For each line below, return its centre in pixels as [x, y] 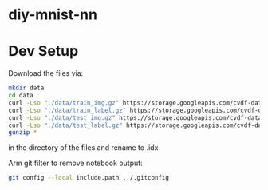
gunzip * [23, 133]
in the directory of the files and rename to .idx [83, 148]
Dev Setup [43, 51]
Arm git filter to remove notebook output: [75, 163]
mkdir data [26, 88]
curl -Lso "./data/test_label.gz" [66, 125]
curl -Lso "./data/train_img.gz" [64, 103]
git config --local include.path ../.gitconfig [89, 178]
